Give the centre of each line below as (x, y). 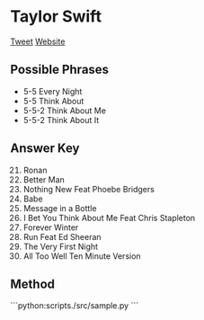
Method (33, 284)
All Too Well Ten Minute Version (82, 256)
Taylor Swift (56, 17)
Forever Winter (51, 227)
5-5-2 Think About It (61, 120)
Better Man (44, 179)
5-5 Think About (53, 101)
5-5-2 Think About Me (65, 111)
